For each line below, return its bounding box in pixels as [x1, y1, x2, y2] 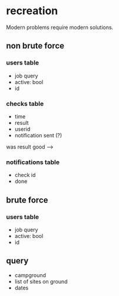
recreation [6, 4, 58, 18]
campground [14, 271, 46, 279]
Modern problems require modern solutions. [6, 24, 114, 31]
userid [14, 126, 31, 133]
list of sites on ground [14, 278, 68, 285]
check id [14, 172, 36, 179]
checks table [6, 99, 44, 108]
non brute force [6, 41, 65, 51]
